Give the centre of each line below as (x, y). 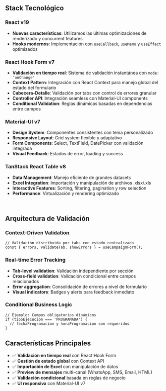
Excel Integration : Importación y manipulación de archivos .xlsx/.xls (82, 183)
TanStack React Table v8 (36, 167)
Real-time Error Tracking (35, 260)
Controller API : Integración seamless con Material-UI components (80, 98)
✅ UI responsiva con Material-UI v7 (49, 383)
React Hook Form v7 (30, 62)
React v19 (17, 22)
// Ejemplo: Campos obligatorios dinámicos (51, 315)
